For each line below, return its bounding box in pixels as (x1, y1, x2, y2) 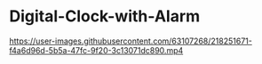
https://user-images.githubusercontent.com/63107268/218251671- (9, 36, 253, 46)
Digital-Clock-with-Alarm (9, 6, 201, 27)
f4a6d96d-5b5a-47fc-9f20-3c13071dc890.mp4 (9, 44, 184, 55)
